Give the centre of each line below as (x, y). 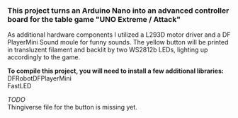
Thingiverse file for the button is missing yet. (73, 107)
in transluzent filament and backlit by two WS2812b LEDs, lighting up (108, 50)
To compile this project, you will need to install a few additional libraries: (116, 71)
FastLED (19, 86)
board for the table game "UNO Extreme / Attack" (94, 19)
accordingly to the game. (44, 57)
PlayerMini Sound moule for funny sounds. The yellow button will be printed (118, 42)
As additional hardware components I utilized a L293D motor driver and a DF (119, 35)
